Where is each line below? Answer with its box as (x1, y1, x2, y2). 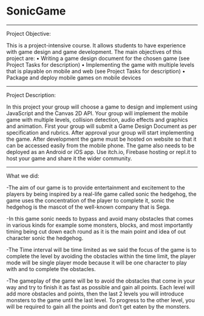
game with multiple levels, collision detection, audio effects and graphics (6, 116, 188, 123)
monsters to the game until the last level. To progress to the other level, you (6, 296, 195, 304)
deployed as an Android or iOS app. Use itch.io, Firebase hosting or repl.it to (6, 148, 197, 155)
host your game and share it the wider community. (6, 155, 132, 162)
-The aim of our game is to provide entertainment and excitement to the (6, 184, 185, 191)
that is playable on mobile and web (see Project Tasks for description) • (6, 67, 186, 75)
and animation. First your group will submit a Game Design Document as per (6, 123, 197, 130)
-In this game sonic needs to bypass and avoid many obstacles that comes (6, 215, 194, 222)
